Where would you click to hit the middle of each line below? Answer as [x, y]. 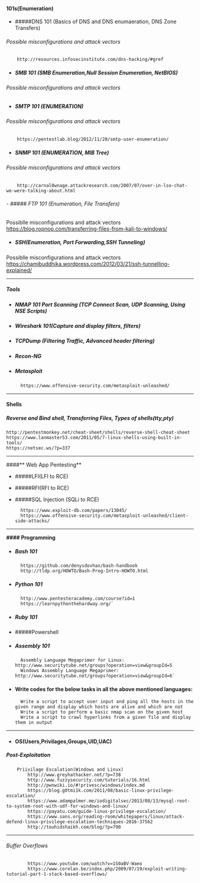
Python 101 [29, 584]
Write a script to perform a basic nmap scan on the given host [102, 712]
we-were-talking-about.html [41, 191]
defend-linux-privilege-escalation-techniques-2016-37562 [79, 821]
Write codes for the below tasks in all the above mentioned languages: [104, 689]
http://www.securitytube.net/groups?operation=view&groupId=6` [95, 676]
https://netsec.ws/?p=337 [38, 448]
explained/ [19, 270]
